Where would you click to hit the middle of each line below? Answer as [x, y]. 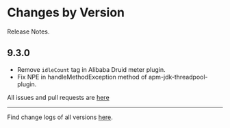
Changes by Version [66, 13]
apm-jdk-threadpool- [178, 77]
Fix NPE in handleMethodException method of [82, 77]
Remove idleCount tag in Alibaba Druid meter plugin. [91, 69]
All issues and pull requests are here [58, 97]
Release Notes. [28, 31]
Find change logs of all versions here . [60, 117]
